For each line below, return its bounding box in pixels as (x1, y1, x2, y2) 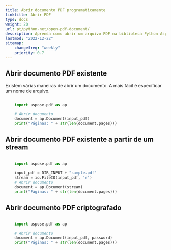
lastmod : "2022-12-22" (5, 36, 53, 41)
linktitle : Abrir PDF (5, 12, 51, 17)
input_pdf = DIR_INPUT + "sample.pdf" (14, 170, 97, 176)
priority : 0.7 (14, 50, 44, 55)
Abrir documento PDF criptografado (5, 204, 122, 212)
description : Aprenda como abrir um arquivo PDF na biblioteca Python (5, 31, 158, 36)
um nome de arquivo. (5, 88, 50, 94)
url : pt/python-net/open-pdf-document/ (5, 27, 90, 32)
